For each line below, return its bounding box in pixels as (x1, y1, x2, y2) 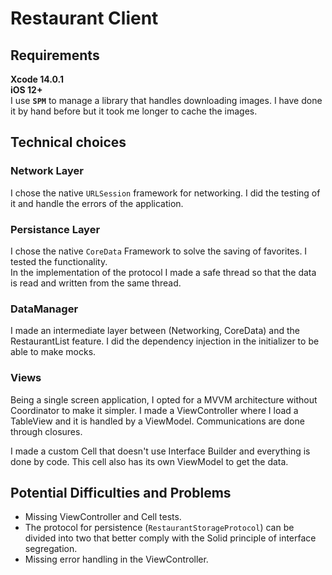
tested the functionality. (10, 255, 108, 267)
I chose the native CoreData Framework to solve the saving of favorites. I (10, 245, 308, 257)
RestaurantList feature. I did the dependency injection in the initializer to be (10, 335, 320, 347)
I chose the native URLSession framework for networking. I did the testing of (10, 187, 321, 199)
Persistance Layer (10, 222, 101, 236)
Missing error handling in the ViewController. (24, 553, 209, 566)
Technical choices (10, 134, 127, 151)
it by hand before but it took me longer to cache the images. (10, 105, 258, 117)
